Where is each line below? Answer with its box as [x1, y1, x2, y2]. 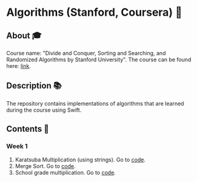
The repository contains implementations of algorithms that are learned [6, 99, 184, 107]
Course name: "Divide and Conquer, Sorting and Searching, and [6, 50, 166, 56]
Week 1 [6, 142, 28, 150]
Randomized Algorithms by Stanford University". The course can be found [6, 56, 192, 63]
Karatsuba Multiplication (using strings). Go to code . [15, 156, 146, 163]
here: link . [6, 62, 32, 69]
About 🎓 [6, 30, 42, 41]
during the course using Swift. [6, 106, 82, 113]
